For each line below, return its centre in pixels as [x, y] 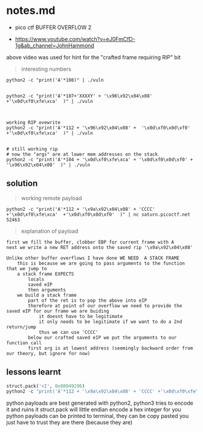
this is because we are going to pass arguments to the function [101, 263]
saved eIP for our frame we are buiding [58, 311]
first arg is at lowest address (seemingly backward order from [111, 348]
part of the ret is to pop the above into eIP [88, 301]
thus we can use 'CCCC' [68, 332]
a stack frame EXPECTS [46, 274]
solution [22, 183]
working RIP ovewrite [34, 122]
